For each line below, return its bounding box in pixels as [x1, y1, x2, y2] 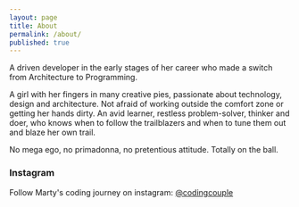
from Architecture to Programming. [9, 72, 138, 83]
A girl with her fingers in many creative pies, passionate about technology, [9, 89, 283, 100]
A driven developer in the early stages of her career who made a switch [9, 62, 273, 73]
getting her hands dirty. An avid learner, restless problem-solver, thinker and [9, 108, 290, 119]
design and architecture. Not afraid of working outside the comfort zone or [9, 99, 284, 110]
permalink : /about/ [9, 29, 82, 38]
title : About [9, 21, 58, 30]
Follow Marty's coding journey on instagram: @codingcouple [9, 186, 234, 197]
